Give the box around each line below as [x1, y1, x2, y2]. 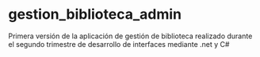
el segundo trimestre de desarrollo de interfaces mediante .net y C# [8, 39, 230, 48]
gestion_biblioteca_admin [8, 5, 182, 23]
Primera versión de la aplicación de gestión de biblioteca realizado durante [8, 31, 253, 41]
